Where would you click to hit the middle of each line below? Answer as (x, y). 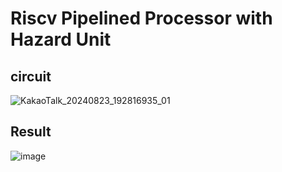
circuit (31, 76)
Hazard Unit (61, 39)
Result (31, 132)
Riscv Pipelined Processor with (141, 18)
